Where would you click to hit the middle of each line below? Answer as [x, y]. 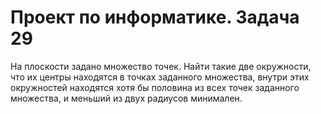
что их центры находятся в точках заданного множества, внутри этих [160, 77]
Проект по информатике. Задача [155, 17]
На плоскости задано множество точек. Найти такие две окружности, [161, 66]
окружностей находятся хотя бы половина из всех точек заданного [155, 87]
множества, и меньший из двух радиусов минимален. [126, 98]
